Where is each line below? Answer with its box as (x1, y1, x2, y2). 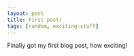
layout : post (7, 10, 44, 17)
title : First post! (7, 16, 63, 23)
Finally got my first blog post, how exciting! (7, 42, 128, 50)
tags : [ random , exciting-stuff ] (7, 23, 99, 29)
